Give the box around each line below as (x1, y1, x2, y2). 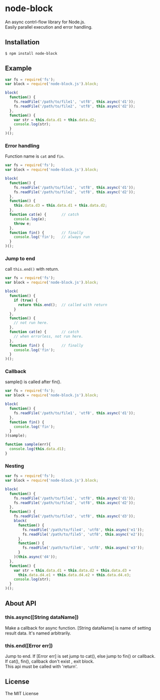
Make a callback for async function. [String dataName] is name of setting (5, 625, 151, 631)
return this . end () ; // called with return (17, 302, 108, 307)
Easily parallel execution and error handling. (5, 24, 93, 30)
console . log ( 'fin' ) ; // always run (14, 235, 90, 240)
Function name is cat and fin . (5, 153, 64, 159)
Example (5, 64, 32, 73)
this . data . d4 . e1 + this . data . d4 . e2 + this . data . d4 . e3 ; (17, 572, 131, 577)
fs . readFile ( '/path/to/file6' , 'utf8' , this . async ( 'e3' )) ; (22, 545, 144, 551)
